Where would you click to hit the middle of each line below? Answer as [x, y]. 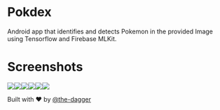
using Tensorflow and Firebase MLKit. [62, 38]
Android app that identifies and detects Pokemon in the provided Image [110, 31]
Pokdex [29, 12]
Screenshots [45, 67]
